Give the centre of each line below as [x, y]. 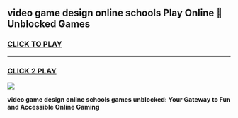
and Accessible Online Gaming [53, 107]
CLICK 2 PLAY [32, 71]
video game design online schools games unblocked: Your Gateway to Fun [119, 99]
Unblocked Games [49, 24]
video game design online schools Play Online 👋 [115, 13]
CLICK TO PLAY [35, 45]
